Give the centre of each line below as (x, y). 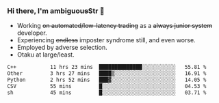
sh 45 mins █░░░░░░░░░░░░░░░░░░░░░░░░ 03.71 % (107, 92)
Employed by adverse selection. (62, 48)
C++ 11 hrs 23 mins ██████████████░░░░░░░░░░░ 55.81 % (107, 68)
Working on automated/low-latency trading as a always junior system (115, 26)
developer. (32, 33)
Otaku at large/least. (46, 55)
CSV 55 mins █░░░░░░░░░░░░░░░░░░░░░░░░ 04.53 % (107, 86)
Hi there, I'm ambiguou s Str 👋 (56, 11)
